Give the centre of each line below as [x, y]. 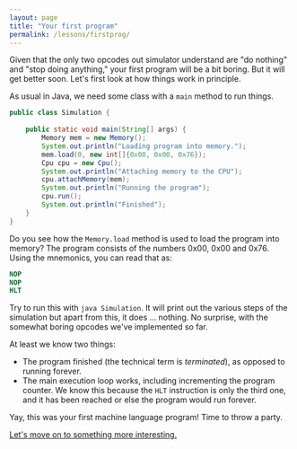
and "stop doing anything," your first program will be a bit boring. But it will [147, 69]
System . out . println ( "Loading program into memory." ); [144, 146]
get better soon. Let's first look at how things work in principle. [125, 79]
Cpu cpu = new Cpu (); [82, 163]
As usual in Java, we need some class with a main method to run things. [141, 96]
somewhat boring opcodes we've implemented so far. [109, 327]
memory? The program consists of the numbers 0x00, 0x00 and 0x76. [139, 248]
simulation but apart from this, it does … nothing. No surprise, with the [139, 317]
